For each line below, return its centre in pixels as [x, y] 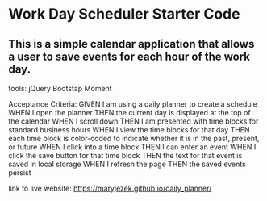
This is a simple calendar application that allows [131, 44]
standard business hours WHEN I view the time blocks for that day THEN [129, 130]
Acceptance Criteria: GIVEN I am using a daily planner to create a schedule [133, 104]
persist [20, 173]
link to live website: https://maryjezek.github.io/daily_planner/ [110, 188]
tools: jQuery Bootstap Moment [60, 88]
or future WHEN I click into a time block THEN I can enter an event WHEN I [132, 147]
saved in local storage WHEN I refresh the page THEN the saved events [127, 164]
